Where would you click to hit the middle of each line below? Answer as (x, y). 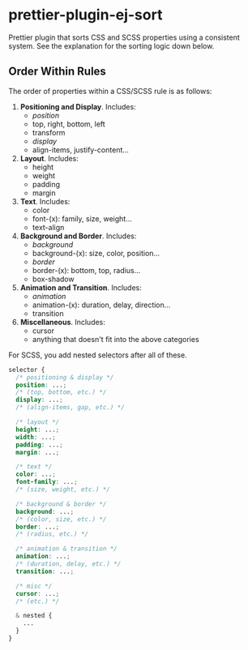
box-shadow (53, 279)
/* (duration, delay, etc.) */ (68, 564)
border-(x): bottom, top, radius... (86, 270)
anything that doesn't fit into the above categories (116, 339)
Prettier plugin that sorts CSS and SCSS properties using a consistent (124, 37)
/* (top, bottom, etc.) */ (61, 392)
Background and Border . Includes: (78, 236)
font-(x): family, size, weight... (82, 218)
